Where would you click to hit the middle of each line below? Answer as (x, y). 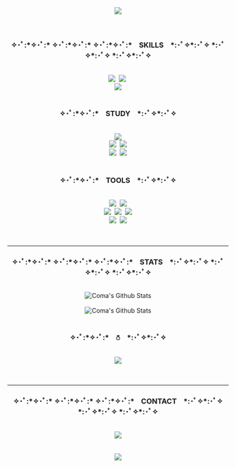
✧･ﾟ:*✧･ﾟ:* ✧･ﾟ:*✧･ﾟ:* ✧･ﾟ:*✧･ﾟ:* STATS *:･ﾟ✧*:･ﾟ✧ (110, 261)
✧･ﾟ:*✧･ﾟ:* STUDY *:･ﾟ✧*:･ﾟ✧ (118, 114)
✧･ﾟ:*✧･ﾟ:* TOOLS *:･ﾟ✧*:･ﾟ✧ (118, 180)
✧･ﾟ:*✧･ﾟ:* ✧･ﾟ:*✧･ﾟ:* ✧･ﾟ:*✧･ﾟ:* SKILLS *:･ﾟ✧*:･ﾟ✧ (110, 45)
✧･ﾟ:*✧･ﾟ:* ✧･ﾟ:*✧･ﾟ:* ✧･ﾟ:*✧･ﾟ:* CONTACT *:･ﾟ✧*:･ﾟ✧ (118, 401)
